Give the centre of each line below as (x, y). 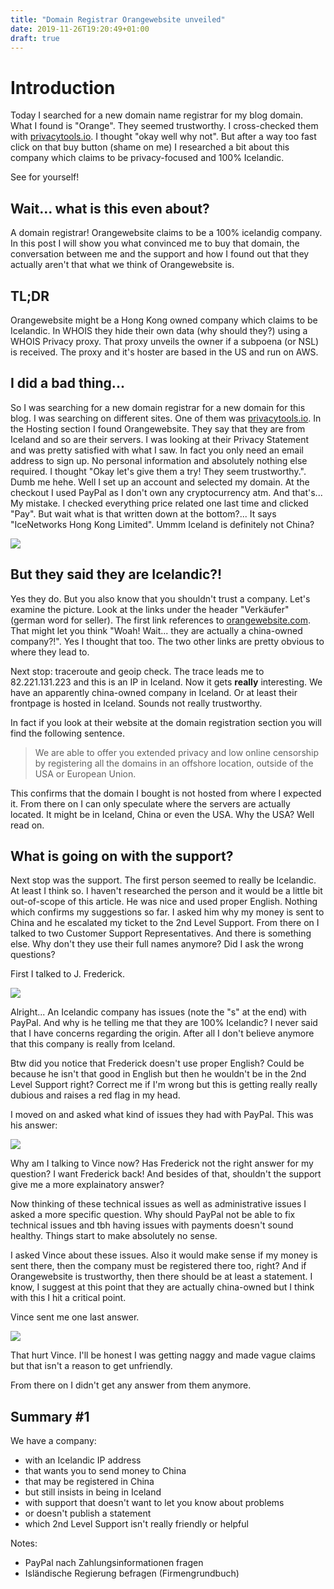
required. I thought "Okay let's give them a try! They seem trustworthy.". (158, 471)
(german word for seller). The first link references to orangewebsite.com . (160, 620)
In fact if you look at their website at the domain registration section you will (166, 722)
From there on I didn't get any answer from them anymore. (131, 1385)
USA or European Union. (85, 773)
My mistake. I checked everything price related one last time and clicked (159, 503)
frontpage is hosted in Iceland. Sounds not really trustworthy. (136, 703)
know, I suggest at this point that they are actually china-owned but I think (162, 1287)
